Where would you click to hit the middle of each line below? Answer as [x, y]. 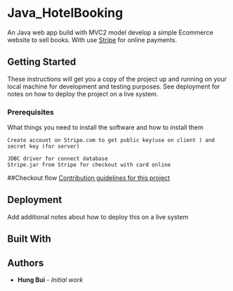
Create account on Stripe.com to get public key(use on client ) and [111, 141]
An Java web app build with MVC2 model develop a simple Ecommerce [111, 32]
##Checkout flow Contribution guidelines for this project [89, 178]
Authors [26, 263]
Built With [29, 239]
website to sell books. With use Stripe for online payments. [92, 39]
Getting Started [42, 62]
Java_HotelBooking [65, 13]
